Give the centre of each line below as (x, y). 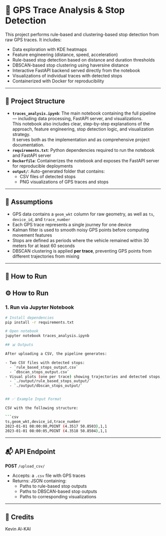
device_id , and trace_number (41, 219)
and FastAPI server (32, 155)
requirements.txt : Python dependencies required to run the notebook (83, 150)
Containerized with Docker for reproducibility (58, 81)
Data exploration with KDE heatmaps (50, 49)
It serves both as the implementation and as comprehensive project (81, 139)
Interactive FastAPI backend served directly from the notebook (76, 70)
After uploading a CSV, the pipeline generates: (56, 354)
